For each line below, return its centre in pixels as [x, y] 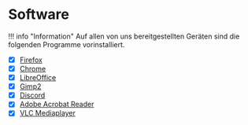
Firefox [31, 60]
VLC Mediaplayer [48, 113]
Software [39, 15]
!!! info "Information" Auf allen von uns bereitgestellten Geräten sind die [124, 36]
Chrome [33, 69]
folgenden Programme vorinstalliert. [67, 44]
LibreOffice [38, 78]
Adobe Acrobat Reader [57, 105]
